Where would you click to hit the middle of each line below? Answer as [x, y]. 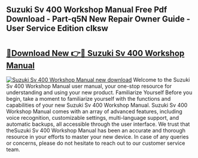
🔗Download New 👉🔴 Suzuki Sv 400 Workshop [95, 53]
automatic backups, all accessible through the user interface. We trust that [98, 124]
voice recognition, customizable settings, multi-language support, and [93, 118]
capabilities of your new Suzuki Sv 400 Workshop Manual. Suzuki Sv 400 [97, 105]
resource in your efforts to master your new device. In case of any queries [98, 137]
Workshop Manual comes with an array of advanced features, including [94, 111]
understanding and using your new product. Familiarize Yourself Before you [99, 92]
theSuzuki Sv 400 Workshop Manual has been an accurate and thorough [96, 130]
